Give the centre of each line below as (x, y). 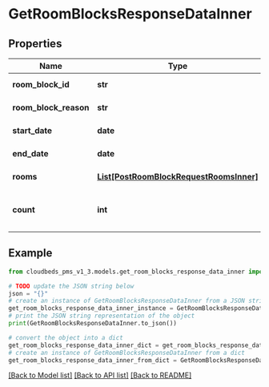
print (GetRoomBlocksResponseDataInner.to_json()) (93, 324)
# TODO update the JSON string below (71, 286)
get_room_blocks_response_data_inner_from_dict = (93, 360)
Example (30, 253)
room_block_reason (51, 107)
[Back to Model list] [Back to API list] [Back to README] (100, 375)
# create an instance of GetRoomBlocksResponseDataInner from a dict (127, 353)
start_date (32, 131)
